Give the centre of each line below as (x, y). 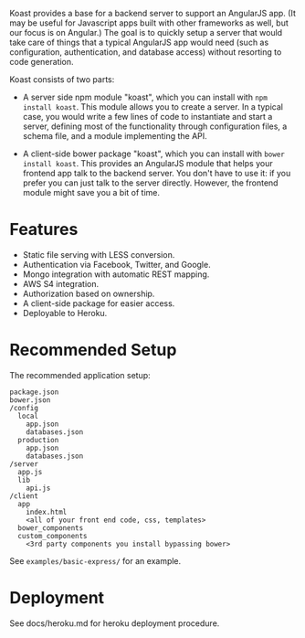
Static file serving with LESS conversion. (99, 254)
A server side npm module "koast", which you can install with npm (145, 97)
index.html (47, 512)
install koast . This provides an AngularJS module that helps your (147, 163)
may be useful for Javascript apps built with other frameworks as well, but (149, 23)
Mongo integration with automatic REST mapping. (116, 274)
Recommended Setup (93, 350)
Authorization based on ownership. (89, 293)
